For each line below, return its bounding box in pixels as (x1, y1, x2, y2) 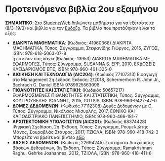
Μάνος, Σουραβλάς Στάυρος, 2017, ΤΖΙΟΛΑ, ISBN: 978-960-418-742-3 (12, 129, 159, 135)
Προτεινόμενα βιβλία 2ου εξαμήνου (5, 3, 159, 15)
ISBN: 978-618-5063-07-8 (12, 50, 67, 56)
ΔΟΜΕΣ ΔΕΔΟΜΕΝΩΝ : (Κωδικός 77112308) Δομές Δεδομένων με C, (12, 103, 153, 109)
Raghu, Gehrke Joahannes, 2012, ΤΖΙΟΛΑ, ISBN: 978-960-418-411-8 (12, 150, 152, 156)
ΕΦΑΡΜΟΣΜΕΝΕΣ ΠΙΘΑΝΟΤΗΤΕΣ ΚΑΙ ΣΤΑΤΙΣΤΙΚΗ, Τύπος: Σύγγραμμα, (12, 92, 160, 98)
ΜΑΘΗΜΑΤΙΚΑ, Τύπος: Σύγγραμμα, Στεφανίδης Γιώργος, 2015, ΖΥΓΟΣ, (12, 45, 159, 51)
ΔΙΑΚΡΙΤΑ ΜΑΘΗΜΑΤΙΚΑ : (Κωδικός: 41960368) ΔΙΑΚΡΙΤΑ (12, 40, 132, 45)
